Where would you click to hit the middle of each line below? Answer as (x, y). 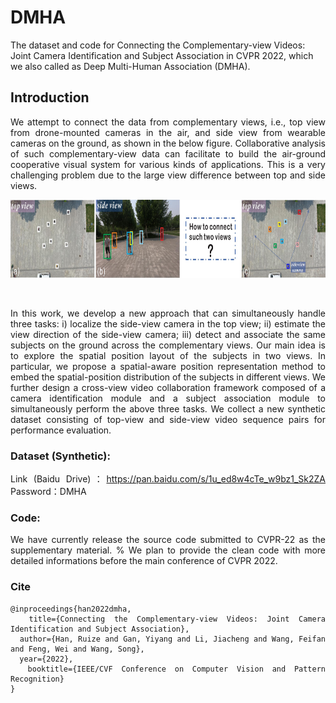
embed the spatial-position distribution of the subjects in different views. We (168, 377)
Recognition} (37, 679)
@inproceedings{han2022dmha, (71, 609)
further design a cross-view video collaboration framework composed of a (168, 387)
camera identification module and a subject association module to (168, 398)
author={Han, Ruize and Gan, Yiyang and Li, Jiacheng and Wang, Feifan (172, 639)
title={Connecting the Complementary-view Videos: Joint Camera (177, 619)
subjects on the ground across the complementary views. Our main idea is (168, 345)
